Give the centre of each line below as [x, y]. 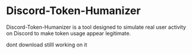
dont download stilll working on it [47, 45]
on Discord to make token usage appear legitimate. [69, 33]
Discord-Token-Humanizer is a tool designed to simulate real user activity [96, 27]
